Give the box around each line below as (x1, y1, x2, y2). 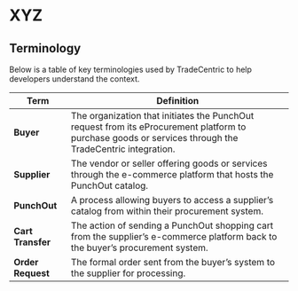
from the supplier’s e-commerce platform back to (70, 231, 278, 242)
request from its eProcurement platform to (70, 121, 247, 133)
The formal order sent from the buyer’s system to (70, 256, 276, 268)
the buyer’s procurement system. (70, 241, 208, 254)
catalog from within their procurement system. (70, 205, 264, 217)
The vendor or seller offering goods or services (70, 157, 268, 169)
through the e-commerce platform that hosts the (70, 169, 274, 180)
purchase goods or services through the (70, 132, 239, 144)
